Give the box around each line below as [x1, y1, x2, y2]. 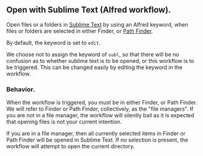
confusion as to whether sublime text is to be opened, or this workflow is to [6, 57, 195, 64]
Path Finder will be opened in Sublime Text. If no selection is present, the [6, 136, 188, 144]
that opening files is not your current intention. [6, 118, 122, 126]
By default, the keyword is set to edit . [6, 39, 101, 46]
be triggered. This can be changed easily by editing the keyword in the [6, 63, 183, 71]
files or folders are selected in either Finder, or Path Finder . [6, 27, 153, 34]
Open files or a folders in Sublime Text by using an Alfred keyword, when [6, 21, 188, 28]
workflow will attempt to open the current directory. [6, 143, 135, 150]
